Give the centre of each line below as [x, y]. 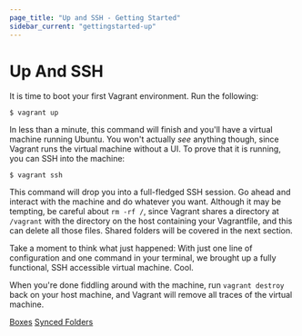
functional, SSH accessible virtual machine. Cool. [101, 268]
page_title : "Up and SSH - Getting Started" [95, 18]
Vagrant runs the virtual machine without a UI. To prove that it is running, [146, 149]
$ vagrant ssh [36, 175]
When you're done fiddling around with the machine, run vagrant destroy [147, 285]
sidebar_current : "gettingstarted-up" [83, 26]
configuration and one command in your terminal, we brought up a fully [143, 258]
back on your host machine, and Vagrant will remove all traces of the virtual [151, 295]
